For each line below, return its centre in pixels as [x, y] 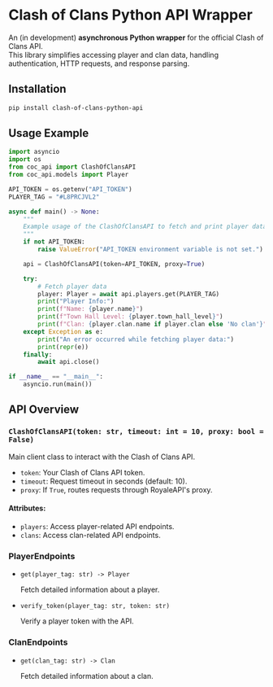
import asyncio [34, 152]
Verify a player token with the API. [77, 621]
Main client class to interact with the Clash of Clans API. [102, 457]
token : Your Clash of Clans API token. [82, 472]
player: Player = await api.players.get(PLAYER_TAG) [129, 294]
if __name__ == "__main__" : [56, 377]
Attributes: [27, 508]
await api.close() [69, 362]
